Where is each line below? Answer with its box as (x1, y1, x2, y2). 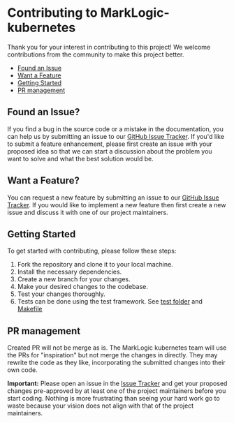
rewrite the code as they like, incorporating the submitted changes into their (7, 358, 226, 367)
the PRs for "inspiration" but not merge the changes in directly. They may (7, 351, 218, 359)
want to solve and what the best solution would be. (7, 154, 154, 163)
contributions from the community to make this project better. (7, 50, 184, 59)
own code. (7, 366, 38, 374)
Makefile (17, 305, 43, 313)
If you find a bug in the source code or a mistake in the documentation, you (7, 124, 224, 133)
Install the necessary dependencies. (17, 267, 122, 276)
